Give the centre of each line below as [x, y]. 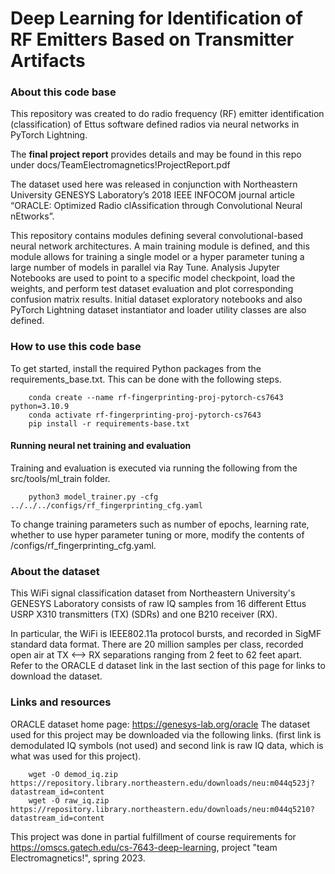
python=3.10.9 [40, 406]
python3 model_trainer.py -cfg [93, 497]
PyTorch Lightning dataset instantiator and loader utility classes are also [158, 310]
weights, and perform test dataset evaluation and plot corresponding [152, 289]
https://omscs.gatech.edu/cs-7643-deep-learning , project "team [144, 847]
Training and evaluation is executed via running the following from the [154, 468]
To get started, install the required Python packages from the [136, 368]
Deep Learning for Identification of [156, 18]
